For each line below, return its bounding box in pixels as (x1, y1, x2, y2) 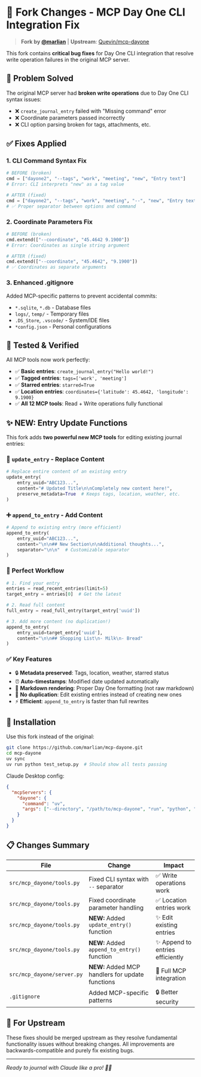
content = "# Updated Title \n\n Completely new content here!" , (17, 485, 172, 491)
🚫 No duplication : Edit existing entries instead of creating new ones (14, 691, 182, 698)
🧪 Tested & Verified (6, 340, 79, 350)
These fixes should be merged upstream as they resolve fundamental (6, 1034, 178, 1041)
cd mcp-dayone (6, 750, 42, 757)
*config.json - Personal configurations (14, 323, 112, 330)
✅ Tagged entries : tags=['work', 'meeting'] (14, 374, 127, 382)
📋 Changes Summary (6, 840, 90, 851)
